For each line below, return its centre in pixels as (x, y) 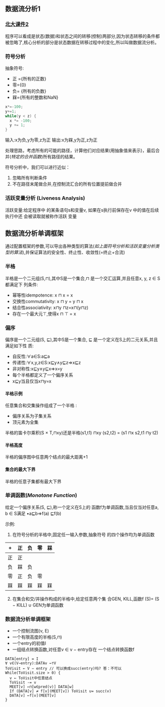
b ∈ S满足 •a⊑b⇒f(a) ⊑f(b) (33, 513)
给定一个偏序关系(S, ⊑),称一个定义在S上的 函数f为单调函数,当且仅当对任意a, (82, 507)
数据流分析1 (23, 9)
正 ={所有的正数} (29, 79)
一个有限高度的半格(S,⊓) (37, 637)
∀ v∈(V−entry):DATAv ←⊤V (31, 663)
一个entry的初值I (29, 643)
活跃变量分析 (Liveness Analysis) (45, 198)
